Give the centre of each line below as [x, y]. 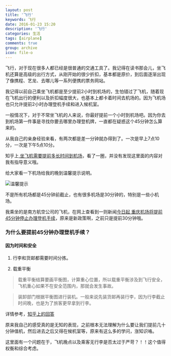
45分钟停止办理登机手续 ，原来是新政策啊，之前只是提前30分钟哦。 [76, 218]
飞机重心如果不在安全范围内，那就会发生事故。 [67, 286]
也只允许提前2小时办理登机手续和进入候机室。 [53, 104]
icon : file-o [19, 52]
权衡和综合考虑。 [23, 348]
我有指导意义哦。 [23, 162]
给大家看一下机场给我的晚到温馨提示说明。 [50, 173]
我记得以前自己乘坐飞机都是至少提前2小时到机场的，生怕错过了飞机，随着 [82, 91]
